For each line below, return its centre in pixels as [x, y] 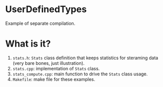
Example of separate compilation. [40, 23]
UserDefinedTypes [46, 9]
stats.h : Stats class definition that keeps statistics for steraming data [85, 58]
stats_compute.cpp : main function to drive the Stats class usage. [80, 74]
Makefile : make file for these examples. [54, 79]
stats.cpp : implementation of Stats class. [56, 68]
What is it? [28, 44]
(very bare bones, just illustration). [48, 63]
